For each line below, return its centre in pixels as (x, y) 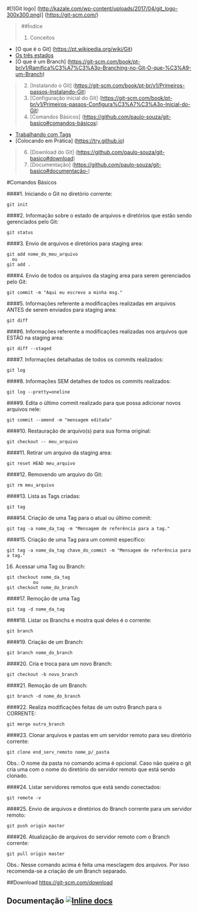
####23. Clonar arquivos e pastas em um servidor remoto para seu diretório (99, 735)
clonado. (17, 775)
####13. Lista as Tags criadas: (44, 496)
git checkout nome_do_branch (42, 587)
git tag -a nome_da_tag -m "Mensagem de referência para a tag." (88, 529)
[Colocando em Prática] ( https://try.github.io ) (70, 141)
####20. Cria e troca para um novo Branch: (59, 664)
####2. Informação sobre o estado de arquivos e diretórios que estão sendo (99, 215)
